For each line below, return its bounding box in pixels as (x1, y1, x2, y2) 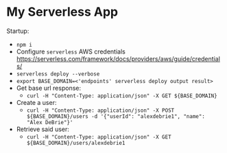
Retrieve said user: (16, 125, 70, 133)
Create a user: (16, 98, 57, 106)
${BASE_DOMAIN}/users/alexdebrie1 (26, 139, 126, 146)
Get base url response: (16, 84, 82, 92)
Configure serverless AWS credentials (16, 47, 126, 56)
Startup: (6, 27, 29, 35)
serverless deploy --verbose (16, 70, 100, 78)
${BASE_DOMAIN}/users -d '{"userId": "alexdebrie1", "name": (26, 113, 205, 120)
